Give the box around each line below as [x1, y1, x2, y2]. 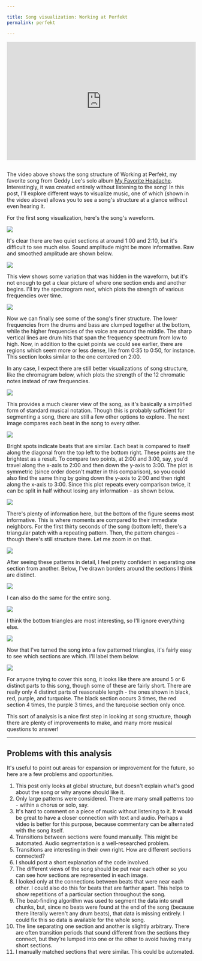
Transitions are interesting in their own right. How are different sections [15, 846, 192, 853]
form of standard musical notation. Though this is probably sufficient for [7, 407, 185, 414]
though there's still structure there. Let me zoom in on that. [7, 535, 152, 542]
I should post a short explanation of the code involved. [15, 859, 150, 866]
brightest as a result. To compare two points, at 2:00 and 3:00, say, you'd [7, 455, 188, 462]
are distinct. [7, 571, 37, 578]
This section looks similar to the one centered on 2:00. [7, 353, 141, 360]
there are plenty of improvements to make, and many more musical [7, 719, 173, 726]
